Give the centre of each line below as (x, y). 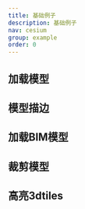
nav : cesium (27, 30)
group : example (33, 37)
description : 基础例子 (42, 23)
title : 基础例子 (32, 15)
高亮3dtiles (36, 196)
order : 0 (22, 45)
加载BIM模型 (38, 138)
